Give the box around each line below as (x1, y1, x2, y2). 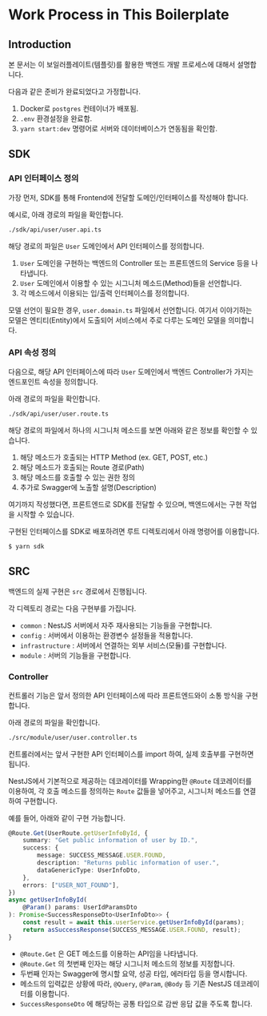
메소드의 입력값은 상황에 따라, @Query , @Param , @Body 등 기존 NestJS (19, 978, 232, 988)
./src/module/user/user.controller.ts (8, 733, 137, 741)
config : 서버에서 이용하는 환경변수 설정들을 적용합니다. (19, 631, 193, 641)
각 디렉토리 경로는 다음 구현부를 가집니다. (8, 604, 137, 613)
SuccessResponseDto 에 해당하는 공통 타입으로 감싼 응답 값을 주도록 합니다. (19, 998, 253, 1008)
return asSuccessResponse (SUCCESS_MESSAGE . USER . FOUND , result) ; (22, 926, 241, 934)
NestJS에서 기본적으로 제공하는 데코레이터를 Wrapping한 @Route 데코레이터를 (8, 776, 253, 785)
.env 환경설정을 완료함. (19, 114, 93, 123)
